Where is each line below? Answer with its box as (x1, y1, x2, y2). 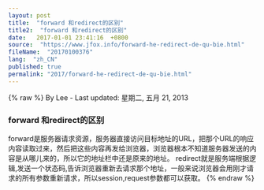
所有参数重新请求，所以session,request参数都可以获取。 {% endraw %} (21, 173, 255, 182)
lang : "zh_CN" (8, 56, 58, 64)
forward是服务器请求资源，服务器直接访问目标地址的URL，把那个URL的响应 (8, 133, 255, 143)
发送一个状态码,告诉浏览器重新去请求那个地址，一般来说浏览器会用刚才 (17, 163, 247, 173)
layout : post (8, 11, 51, 20)
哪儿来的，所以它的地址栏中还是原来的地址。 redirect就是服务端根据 (28, 153, 250, 162)
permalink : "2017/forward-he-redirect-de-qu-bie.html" (8, 70, 192, 78)
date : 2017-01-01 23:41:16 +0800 (8, 33, 128, 42)
